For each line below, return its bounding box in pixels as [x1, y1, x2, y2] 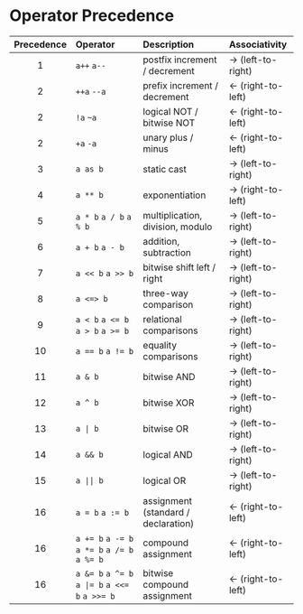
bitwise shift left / [142, 261, 216, 274]
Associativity [228, 38, 288, 51]
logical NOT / [142, 105, 198, 117]
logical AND [142, 448, 194, 460]
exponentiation [142, 189, 207, 201]
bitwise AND [142, 370, 196, 383]
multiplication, [142, 209, 203, 221]
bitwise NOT [142, 116, 196, 129]
